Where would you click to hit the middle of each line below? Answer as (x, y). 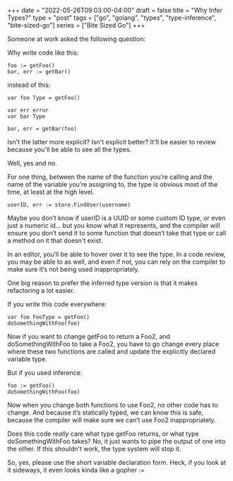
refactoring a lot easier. (41, 290)
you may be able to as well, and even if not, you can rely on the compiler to (116, 262)
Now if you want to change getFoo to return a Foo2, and (89, 336)
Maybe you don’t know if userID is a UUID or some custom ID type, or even (116, 218)
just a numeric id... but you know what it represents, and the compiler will (114, 225)
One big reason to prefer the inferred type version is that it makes (102, 283)
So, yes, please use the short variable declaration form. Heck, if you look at (117, 462)
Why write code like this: (43, 53)
